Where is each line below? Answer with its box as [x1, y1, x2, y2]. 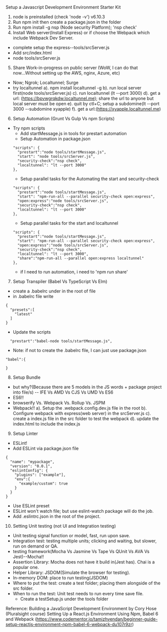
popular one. [12, 564, 39, 570]
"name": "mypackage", [10, 459, 55, 464]
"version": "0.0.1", [10, 464, 53, 469]
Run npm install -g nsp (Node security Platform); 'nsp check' [12, 24, 137, 30]
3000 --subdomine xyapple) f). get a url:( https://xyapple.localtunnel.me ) [12, 106, 161, 112]
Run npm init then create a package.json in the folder [12, 19, 121, 25]
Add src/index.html [12, 50, 52, 56]
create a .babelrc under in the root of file [12, 288, 96, 294]
